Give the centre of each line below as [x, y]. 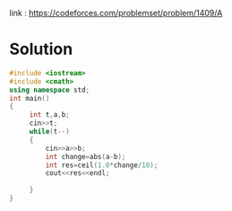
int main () [30, 98]
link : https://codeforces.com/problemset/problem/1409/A [116, 13]
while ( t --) [49, 132]
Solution [41, 49]
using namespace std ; [50, 90]
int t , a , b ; [49, 115]
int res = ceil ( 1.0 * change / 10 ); [102, 165]
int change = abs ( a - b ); [86, 156]
